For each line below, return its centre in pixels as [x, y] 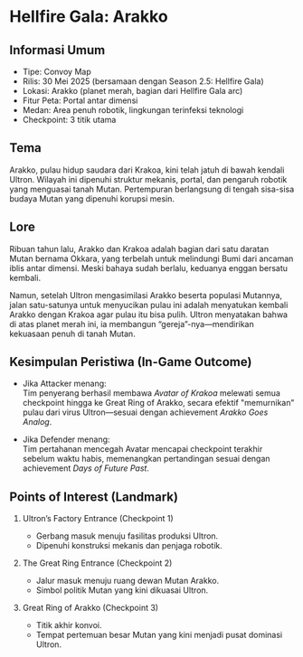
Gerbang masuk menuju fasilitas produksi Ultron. [127, 536]
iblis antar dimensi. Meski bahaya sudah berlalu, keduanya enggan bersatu [148, 267]
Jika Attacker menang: [64, 384]
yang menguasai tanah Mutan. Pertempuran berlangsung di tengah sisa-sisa [152, 189]
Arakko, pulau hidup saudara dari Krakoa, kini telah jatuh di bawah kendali [147, 170]
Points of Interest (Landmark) [94, 497]
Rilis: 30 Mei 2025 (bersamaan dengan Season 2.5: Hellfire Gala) [143, 81]
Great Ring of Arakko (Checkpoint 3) [90, 608]
